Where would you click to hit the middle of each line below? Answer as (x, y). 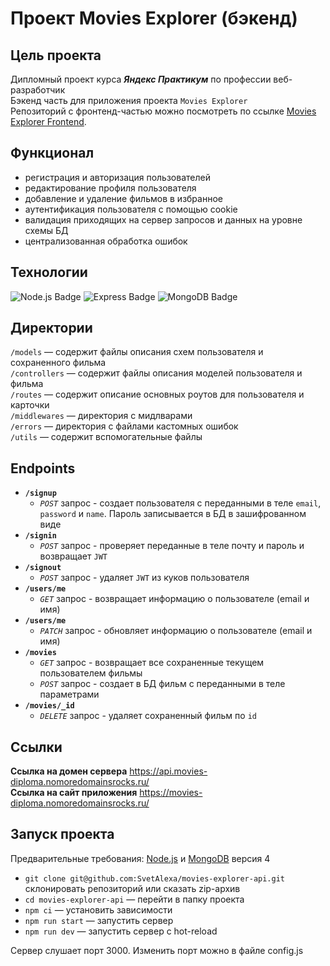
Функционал (52, 153)
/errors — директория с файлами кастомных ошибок (124, 426)
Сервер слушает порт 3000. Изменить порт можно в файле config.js (157, 950)
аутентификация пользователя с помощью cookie (131, 209)
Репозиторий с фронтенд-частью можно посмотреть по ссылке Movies (163, 111)
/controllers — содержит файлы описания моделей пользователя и (156, 373)
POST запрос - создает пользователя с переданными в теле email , (180, 503)
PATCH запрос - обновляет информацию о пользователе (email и (176, 631)
